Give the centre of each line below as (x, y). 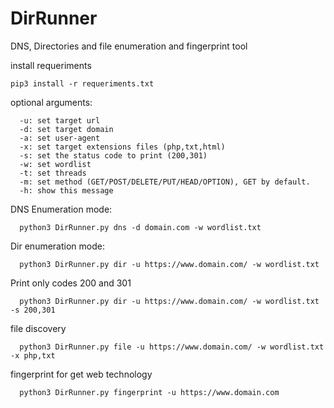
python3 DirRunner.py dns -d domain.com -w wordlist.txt (140, 227)
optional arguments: (51, 102)
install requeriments (51, 65)
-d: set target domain (66, 129)
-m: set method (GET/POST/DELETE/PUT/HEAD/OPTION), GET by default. (165, 182)
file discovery (38, 328)
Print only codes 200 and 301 (71, 283)
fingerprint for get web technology (81, 374)
